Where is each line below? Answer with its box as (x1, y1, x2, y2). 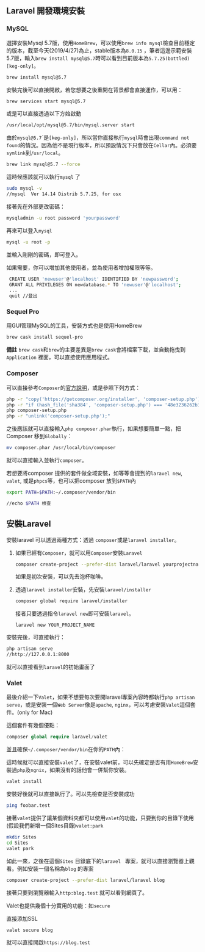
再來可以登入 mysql (6, 226, 52, 234)
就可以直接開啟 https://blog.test (6, 939, 90, 946)
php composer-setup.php (6, 408, 67, 414)
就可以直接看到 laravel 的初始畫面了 (6, 663, 96, 671)
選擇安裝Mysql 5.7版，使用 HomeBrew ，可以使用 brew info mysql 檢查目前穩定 (6, 39, 195, 46)
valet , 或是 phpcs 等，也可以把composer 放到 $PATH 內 (6, 477, 136, 485)
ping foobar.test (6, 802, 51, 809)
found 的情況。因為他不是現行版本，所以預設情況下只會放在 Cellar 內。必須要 (6, 142, 197, 149)
